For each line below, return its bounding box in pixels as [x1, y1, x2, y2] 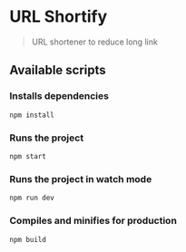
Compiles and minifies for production [9, 215, 177, 228]
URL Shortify [9, 6, 108, 27]
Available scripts [9, 63, 106, 78]
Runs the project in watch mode [9, 172, 152, 185]
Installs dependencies [9, 90, 109, 102]
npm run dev [9, 193, 54, 203]
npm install [9, 111, 54, 120]
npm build [9, 235, 47, 244]
